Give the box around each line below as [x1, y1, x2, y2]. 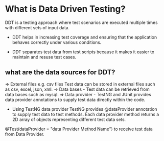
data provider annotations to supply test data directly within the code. [5, 97, 145, 102]
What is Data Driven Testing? [5, 3, 126, 15]
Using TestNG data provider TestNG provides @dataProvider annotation [12, 106, 158, 112]
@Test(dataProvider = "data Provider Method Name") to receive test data [5, 126, 153, 132]
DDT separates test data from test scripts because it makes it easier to [12, 49, 155, 55]
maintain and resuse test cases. [12, 54, 77, 60]
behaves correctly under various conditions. [12, 39, 102, 45]
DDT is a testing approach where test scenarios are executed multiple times [5, 20, 158, 25]
